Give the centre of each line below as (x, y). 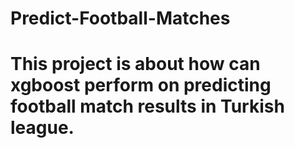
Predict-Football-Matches (120, 18)
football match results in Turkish (147, 106)
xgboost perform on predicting (141, 85)
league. (42, 128)
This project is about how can (135, 64)
